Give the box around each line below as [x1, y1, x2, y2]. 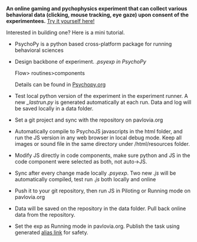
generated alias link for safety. [14, 229, 88, 236]
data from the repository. [14, 211, 75, 218]
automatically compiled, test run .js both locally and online [14, 176, 156, 182]
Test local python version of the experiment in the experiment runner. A [14, 93, 188, 99]
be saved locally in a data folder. [14, 105, 94, 112]
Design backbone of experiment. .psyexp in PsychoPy [14, 58, 146, 65]
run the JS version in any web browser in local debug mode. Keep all [14, 134, 182, 141]
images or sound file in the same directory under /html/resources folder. [14, 140, 190, 147]
